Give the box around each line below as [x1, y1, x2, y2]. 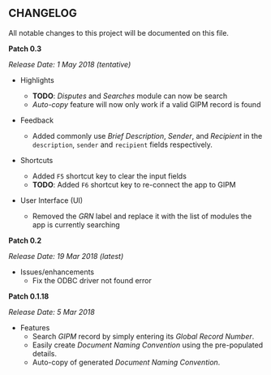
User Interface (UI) [19, 195, 84, 205]
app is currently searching [32, 219, 120, 230]
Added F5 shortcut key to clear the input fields [32, 170, 187, 181]
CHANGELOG [8, 6, 77, 20]
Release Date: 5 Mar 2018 [8, 307, 95, 317]
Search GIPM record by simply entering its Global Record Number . [32, 331, 255, 341]
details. [32, 348, 58, 358]
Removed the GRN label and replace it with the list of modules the [32, 211, 252, 221]
